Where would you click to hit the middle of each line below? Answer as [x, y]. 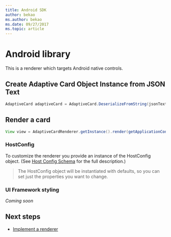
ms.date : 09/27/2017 [27, 24]
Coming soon [19, 201]
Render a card [28, 120]
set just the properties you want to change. [63, 176]
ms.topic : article [25, 29]
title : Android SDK [26, 10]
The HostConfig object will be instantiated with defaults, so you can [89, 171]
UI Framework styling [32, 190]
